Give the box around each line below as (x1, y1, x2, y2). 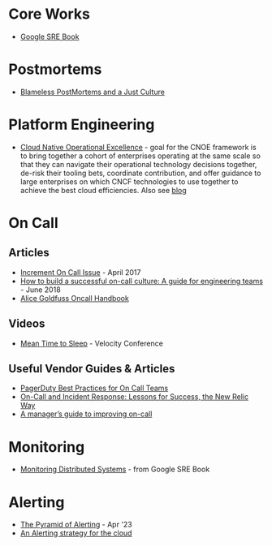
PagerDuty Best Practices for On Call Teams (19, 383, 169, 393)
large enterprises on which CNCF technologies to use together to (19, 176, 239, 187)
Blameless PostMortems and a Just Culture (19, 87, 165, 97)
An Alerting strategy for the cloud (19, 528, 132, 538)
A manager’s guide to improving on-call (19, 409, 153, 419)
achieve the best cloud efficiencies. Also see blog (19, 185, 187, 195)
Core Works (8, 5, 91, 24)
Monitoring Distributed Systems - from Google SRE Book (19, 464, 210, 475)
